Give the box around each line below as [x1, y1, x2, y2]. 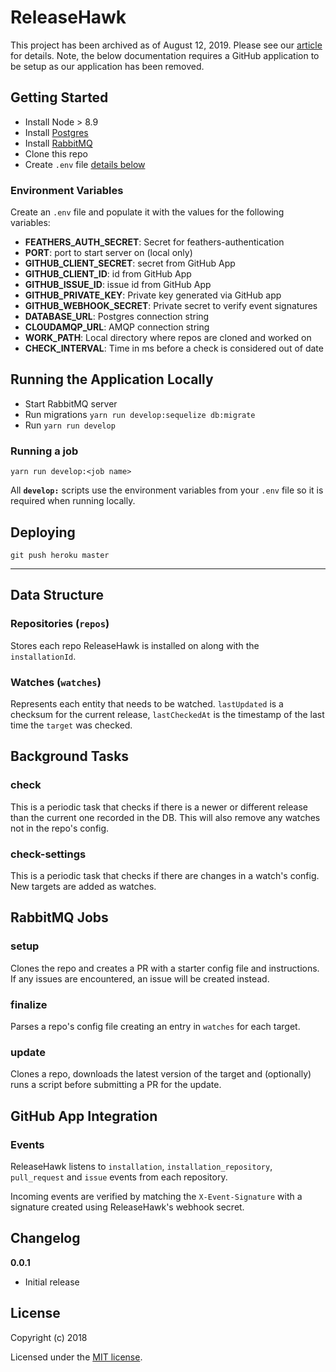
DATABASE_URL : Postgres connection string [24, 311, 210, 323]
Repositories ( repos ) [10, 617, 110, 631]
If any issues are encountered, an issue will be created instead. [10, 972, 270, 985]
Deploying [10, 524, 76, 541]
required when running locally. [10, 495, 136, 507]
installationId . [10, 650, 77, 662]
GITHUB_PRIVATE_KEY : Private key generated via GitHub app [24, 289, 282, 301]
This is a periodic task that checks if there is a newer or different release [10, 801, 308, 813]
